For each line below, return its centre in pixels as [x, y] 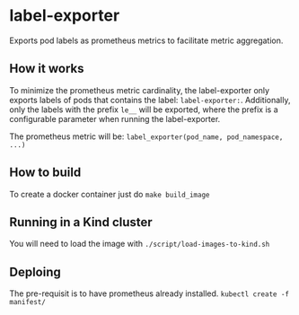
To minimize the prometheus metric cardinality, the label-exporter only [140, 90]
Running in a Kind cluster [81, 222]
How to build [45, 173]
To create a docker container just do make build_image [110, 194]
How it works [47, 69]
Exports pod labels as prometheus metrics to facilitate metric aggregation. [146, 40]
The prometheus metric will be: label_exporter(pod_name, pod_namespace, [146, 136]
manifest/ [28, 302]
